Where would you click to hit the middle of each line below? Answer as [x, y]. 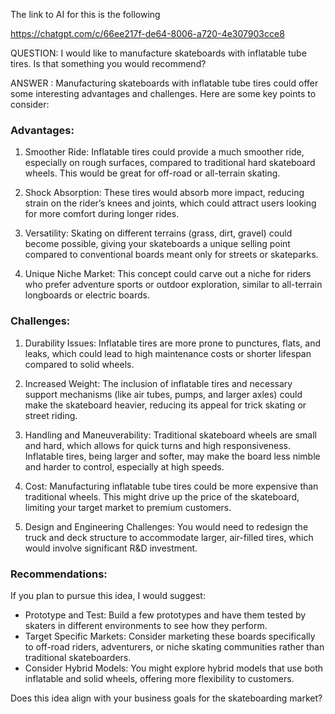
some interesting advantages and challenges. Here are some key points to [163, 93]
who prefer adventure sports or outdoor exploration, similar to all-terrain [173, 285]
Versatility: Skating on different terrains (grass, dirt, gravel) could [158, 233]
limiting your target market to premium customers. [128, 507]
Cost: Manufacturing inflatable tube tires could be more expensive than [171, 486]
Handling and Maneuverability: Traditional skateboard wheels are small [170, 435]
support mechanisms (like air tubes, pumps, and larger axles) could [163, 394]
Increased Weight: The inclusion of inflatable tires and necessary [158, 383]
